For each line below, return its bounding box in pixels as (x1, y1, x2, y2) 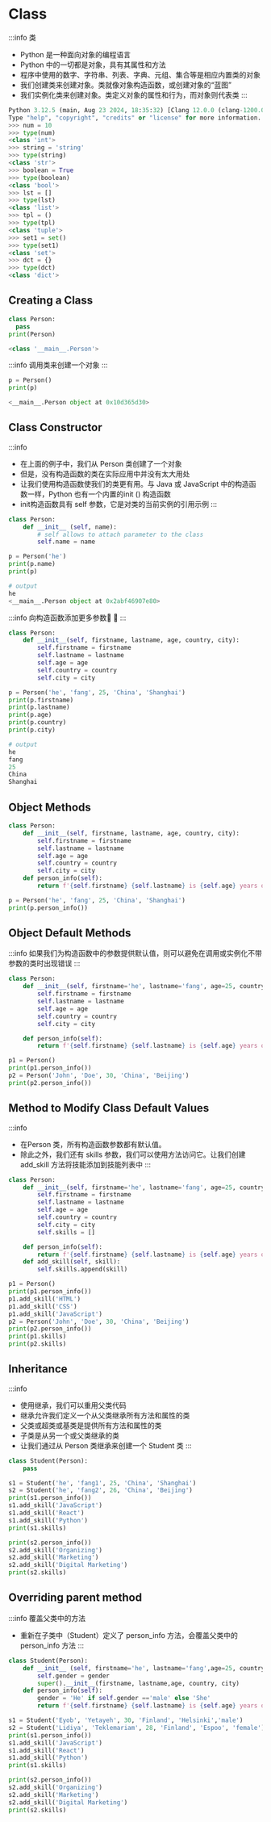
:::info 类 (8, 32, 36, 42)
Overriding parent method (8, 1591, 143, 1605)
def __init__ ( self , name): (23, 522, 117, 531)
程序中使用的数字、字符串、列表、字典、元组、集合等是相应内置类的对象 (19, 69, 261, 79)
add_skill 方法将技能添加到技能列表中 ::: (19, 1159, 152, 1169)
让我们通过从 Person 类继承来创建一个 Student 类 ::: (19, 1440, 192, 1450)
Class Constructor (8, 421, 102, 434)
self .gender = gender (37, 1672, 110, 1680)
